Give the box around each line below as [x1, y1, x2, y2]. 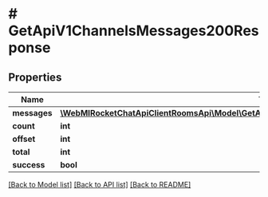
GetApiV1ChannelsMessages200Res [8, 22, 259, 40]
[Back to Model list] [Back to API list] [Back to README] [8, 180, 191, 189]
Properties [8, 70, 62, 84]
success [12, 160, 45, 170]
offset [12, 133, 36, 144]
